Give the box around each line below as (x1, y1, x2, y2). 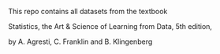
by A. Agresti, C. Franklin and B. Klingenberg (8, 37, 153, 46)
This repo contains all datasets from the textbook (8, 7, 168, 16)
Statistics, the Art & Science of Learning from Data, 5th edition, (8, 22, 213, 31)
